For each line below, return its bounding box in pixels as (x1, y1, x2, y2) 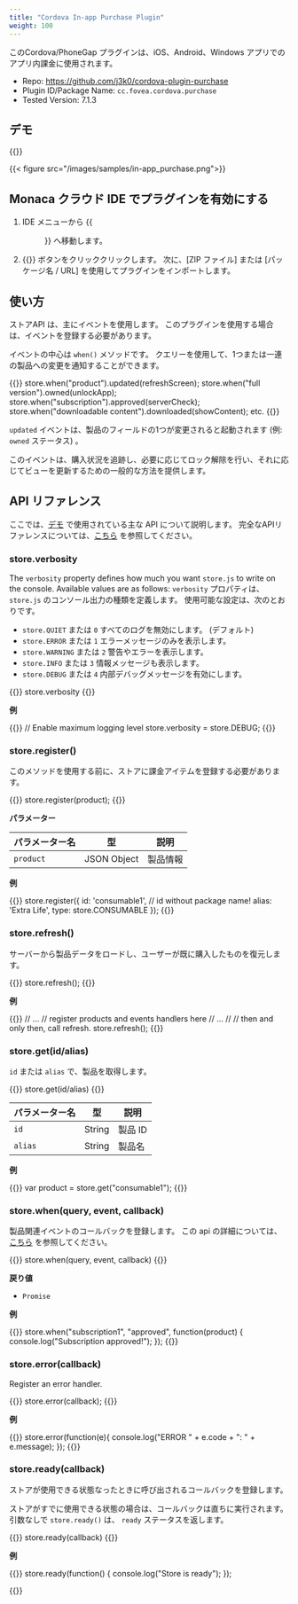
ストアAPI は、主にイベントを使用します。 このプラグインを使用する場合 (9, 318, 274, 329)
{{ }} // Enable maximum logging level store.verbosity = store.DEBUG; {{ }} (9, 723, 277, 733)
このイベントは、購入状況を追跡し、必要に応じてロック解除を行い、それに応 (9, 454, 289, 465)
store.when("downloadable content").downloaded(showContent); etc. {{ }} (9, 405, 280, 417)
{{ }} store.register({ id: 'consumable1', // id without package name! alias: (9, 896, 272, 906)
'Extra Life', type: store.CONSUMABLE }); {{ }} (9, 905, 175, 916)
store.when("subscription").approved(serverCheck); (9, 396, 200, 407)
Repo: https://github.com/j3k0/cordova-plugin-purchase (21, 75, 229, 86)
